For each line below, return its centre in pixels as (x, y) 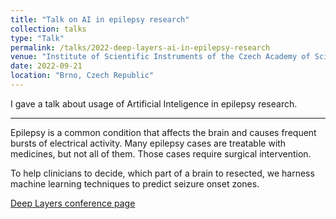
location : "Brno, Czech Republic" (82, 76)
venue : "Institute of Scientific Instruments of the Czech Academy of (160, 57)
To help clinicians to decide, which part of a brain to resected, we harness (162, 173)
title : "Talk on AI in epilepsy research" (100, 19)
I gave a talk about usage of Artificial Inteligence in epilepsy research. (154, 103)
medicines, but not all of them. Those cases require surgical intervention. (161, 153)
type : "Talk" (37, 38)
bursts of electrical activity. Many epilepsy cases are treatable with (148, 143)
